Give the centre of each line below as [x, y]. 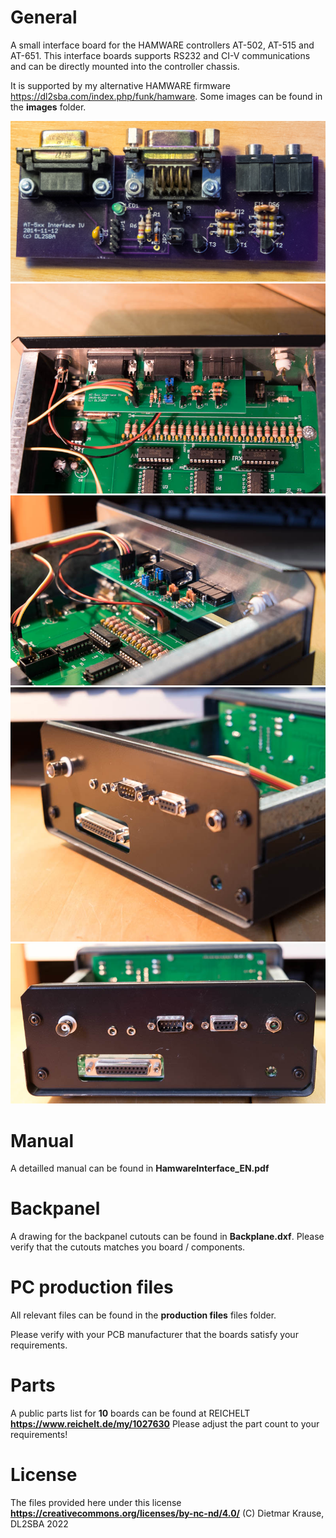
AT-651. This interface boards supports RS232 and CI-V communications [160, 55]
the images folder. [48, 107]
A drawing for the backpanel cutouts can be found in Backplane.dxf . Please [167, 1237]
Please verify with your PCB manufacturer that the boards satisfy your [154, 1335]
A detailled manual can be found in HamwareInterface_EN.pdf [140, 1168]
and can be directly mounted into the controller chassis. [125, 66]
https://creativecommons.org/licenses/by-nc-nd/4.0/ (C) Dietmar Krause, [167, 1513]
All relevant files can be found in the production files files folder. [143, 1315]
